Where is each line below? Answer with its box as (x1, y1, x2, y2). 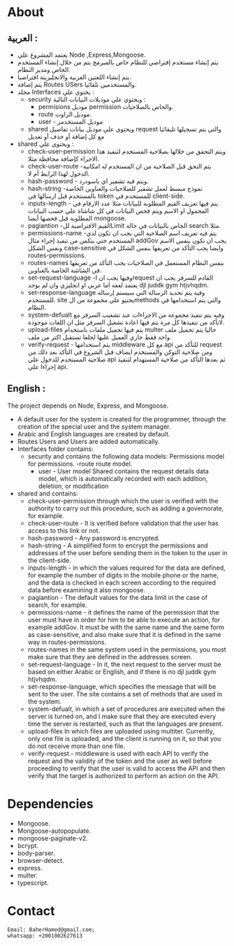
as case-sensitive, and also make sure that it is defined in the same (27, 630, 221, 638)
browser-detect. (17, 856, 64, 864)
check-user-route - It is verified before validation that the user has (27, 519, 219, 527)
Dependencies (7, 796, 94, 812)
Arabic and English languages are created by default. (17, 429, 170, 438)
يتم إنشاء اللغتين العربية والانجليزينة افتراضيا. (17, 73, 131, 81)
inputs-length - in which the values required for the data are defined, (27, 564, 226, 572)
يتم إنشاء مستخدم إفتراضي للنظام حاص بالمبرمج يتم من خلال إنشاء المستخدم (17, 58, 219, 66)
